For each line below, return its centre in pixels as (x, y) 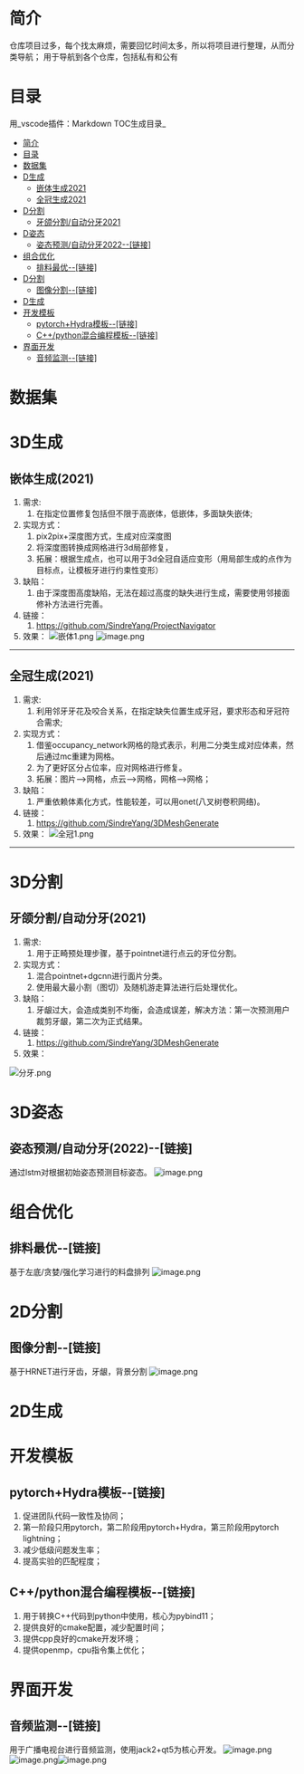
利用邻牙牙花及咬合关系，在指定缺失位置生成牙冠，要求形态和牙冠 (159, 711)
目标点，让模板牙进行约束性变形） (100, 571)
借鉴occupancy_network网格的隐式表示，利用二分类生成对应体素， (161, 744)
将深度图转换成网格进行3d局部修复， (104, 548)
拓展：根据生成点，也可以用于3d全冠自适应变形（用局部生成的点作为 (164, 559)
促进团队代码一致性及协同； (74, 1516)
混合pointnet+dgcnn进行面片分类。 (101, 975)
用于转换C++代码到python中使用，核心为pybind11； (119, 1616)
